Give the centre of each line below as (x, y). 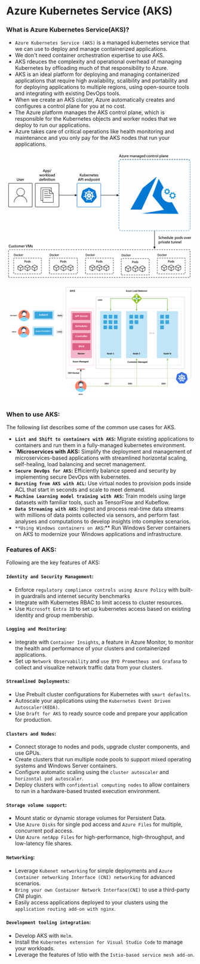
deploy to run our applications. (53, 125)
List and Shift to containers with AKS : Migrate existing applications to (104, 439)
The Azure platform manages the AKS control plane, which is (90, 112)
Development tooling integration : (49, 922)
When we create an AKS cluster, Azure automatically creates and (95, 100)
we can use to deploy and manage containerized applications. (91, 49)
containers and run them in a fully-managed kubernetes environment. (100, 445)
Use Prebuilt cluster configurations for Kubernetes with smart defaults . (103, 694)
